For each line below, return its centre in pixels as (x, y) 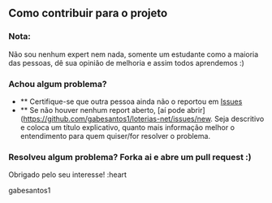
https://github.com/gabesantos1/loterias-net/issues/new (117, 119)
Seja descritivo (240, 119)
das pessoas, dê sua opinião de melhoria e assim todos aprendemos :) (127, 63)
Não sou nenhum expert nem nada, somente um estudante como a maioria (134, 54)
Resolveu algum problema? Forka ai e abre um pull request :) (130, 157)
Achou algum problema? (58, 84)
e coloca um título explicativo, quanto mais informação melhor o (127, 127)
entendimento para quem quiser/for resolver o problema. (115, 136)
